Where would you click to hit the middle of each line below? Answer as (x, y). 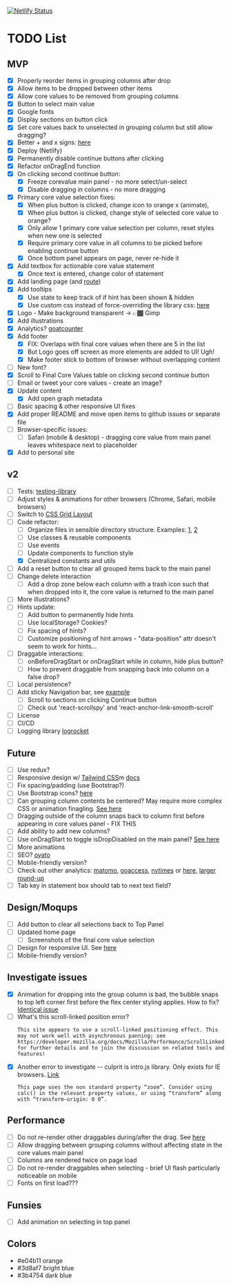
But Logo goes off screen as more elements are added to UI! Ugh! (121, 352)
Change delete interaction (54, 576)
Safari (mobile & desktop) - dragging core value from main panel (119, 437)
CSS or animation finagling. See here (69, 809)
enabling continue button (63, 251)
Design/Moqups (42, 907)
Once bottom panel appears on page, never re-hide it (103, 258)
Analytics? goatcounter (50, 328)
